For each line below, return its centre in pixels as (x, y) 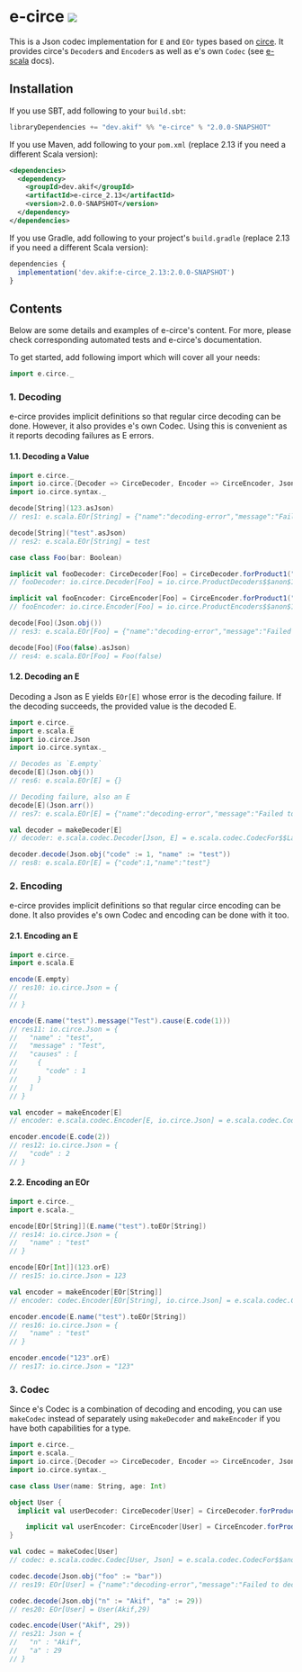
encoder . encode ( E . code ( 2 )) (60, 1137)
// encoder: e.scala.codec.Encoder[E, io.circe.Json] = (116, 1121)
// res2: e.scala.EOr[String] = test (80, 541)
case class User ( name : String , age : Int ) (88, 1486)
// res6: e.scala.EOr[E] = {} (66, 781)
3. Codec (29, 1389)
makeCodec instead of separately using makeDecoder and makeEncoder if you (145, 1419)
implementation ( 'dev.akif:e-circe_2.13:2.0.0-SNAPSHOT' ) (126, 272)
